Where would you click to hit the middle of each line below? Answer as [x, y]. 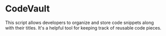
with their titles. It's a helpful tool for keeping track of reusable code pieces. [83, 27]
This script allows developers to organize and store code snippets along [79, 22]
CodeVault [28, 9]
